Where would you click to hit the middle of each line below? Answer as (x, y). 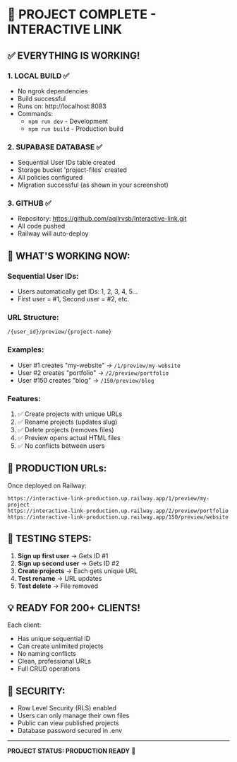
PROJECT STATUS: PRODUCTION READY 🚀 (72, 751)
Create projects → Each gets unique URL (78, 571)
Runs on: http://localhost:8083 (62, 106)
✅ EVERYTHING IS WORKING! (74, 56)
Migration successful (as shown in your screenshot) (93, 185)
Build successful (41, 98)
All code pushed (41, 226)
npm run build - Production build (75, 128)
